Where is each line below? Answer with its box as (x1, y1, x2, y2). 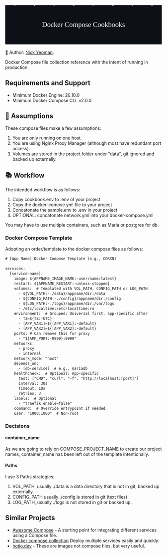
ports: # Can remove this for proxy (14, 331, 90, 336)
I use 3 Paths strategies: (5, 474, 55, 480)
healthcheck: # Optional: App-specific (14, 371, 99, 376)
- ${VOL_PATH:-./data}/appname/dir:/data (18, 291, 106, 296)
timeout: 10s (18, 386, 46, 391)
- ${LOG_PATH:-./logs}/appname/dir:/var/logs (18, 301, 114, 306)
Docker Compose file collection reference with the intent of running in (5, 59, 148, 65)
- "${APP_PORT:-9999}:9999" (18, 336, 77, 341)
